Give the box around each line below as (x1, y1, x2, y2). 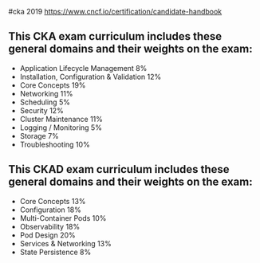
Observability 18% (19, 222, 81, 231)
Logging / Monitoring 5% (19, 123, 102, 132)
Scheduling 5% (19, 97, 70, 107)
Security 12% (19, 105, 64, 115)
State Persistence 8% (19, 247, 92, 257)
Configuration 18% (19, 205, 81, 214)
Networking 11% (19, 88, 73, 98)
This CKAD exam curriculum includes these (8, 163, 230, 176)
